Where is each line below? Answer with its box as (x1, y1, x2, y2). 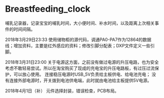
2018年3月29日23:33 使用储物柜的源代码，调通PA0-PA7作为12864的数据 (5, 37, 151, 42)
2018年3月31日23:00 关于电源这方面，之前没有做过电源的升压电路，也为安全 (5, 59, 159, 65)
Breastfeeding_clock (5, 3, 91, 15)
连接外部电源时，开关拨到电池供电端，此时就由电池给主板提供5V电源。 (9, 77, 152, 83)
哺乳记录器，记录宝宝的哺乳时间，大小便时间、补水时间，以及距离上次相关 (5, 20, 155, 26)
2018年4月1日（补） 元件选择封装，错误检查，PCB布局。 (5, 88, 119, 94)
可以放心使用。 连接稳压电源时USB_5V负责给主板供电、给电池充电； (13, 71, 151, 77)
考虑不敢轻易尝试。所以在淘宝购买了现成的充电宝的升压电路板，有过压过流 (5, 65, 155, 71)
